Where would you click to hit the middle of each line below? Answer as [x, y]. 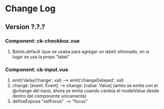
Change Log [30, 9]
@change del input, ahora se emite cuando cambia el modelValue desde [86, 91]
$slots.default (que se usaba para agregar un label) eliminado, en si [81, 51]
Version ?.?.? [25, 27]
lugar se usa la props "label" [41, 57]
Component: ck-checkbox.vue [43, 41]
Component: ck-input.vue [37, 70]
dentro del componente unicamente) [49, 96]
